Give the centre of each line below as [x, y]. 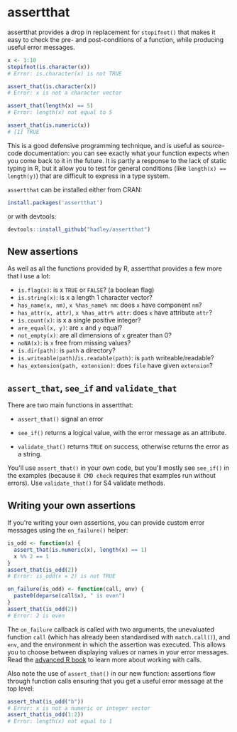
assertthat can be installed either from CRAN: [75, 189]
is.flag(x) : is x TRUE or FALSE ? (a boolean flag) [86, 290]
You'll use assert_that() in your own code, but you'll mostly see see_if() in [118, 468]
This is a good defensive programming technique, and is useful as [104, 145]
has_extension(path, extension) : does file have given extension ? [115, 366]
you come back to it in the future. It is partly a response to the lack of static [117, 160]
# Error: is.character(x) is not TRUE [65, 73]
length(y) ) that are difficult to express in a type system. [89, 176]
